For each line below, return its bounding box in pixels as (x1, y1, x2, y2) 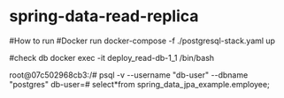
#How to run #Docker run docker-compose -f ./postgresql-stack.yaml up (9, 35, 276, 46)
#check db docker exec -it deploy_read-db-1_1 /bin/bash (9, 52, 215, 63)
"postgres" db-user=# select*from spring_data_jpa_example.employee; (9, 79, 270, 89)
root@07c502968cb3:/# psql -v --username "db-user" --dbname (9, 69, 249, 80)
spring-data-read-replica (9, 6, 199, 26)
